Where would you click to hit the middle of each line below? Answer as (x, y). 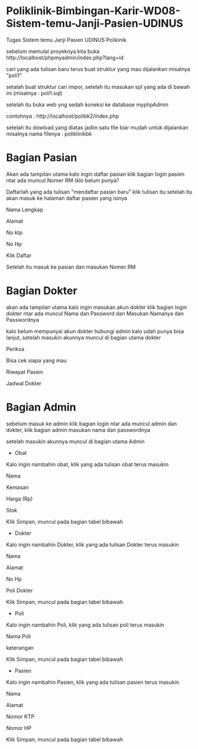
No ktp (14, 233)
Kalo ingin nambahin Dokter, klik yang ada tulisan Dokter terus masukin (92, 544)
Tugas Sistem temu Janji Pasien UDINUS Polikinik (66, 40)
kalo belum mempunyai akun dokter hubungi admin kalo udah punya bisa (95, 331)
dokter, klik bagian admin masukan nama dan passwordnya (78, 430)
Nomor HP (19, 728)
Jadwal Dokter (24, 383)
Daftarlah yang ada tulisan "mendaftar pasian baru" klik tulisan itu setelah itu (99, 192)
